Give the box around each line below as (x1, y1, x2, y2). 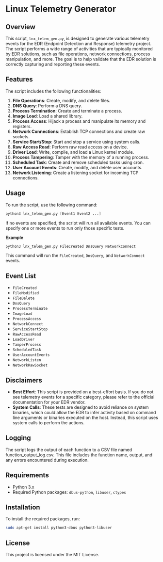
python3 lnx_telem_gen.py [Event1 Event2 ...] (5, 211, 101, 216)
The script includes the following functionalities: (5, 88, 101, 94)
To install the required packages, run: (5, 516, 80, 522)
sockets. (12, 133, 30, 139)
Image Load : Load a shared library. (12, 113, 83, 119)
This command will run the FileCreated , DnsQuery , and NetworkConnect (5, 253, 145, 258)
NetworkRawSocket (12, 363, 48, 368)
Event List (5, 272, 36, 280)
